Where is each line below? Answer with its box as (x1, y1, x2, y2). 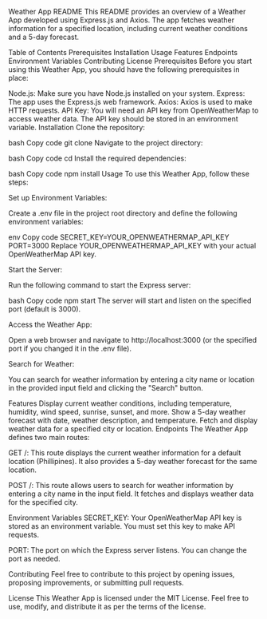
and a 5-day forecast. (8, 32, 80, 42)
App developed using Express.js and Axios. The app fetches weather (8, 15, 235, 25)
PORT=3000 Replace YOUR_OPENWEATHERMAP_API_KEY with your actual (8, 241, 257, 250)
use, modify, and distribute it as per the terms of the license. (8, 602, 206, 611)
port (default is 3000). (8, 304, 81, 314)
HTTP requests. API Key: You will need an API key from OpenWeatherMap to (8, 105, 259, 115)
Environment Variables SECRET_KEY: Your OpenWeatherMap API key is (8, 513, 242, 522)
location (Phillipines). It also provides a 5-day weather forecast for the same (8, 457, 257, 466)
